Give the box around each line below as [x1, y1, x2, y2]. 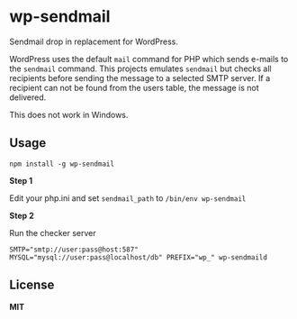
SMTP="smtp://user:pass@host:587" [9, 245, 139, 254]
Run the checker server [9, 227, 96, 238]
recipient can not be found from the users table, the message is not [9, 82, 259, 93]
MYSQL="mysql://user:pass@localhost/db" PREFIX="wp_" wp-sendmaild [9, 252, 268, 262]
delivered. [9, 92, 47, 103]
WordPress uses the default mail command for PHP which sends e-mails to [9, 53, 289, 64]
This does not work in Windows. [9, 109, 129, 120]
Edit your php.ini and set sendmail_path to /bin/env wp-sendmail [9, 192, 247, 204]
